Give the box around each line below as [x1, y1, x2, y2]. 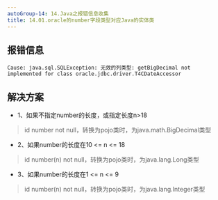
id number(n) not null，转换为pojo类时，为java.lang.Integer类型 [24, 185, 206, 194]
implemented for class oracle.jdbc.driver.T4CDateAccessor [7, 70, 182, 77]
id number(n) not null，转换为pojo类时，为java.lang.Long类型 [24, 155, 200, 164]
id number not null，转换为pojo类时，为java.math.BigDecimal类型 [24, 126, 212, 134]
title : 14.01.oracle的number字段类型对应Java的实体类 [7, 17, 155, 24]
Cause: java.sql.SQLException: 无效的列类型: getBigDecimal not [7, 64, 191, 72]
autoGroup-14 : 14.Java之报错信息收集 [7, 10, 109, 17]
